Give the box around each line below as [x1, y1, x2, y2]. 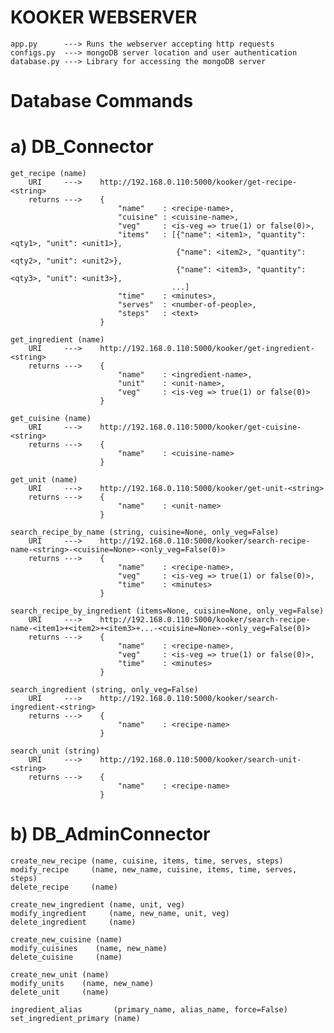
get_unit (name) [10, 475, 78, 485]
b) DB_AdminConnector [10, 823, 211, 846]
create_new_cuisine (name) [10, 935, 123, 945]
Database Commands [10, 90, 194, 113]
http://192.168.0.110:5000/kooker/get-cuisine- [99, 422, 302, 433]
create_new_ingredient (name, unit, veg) [10, 900, 186, 910]
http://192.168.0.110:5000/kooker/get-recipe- [99, 177, 298, 188]
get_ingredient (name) [10, 335, 105, 345]
